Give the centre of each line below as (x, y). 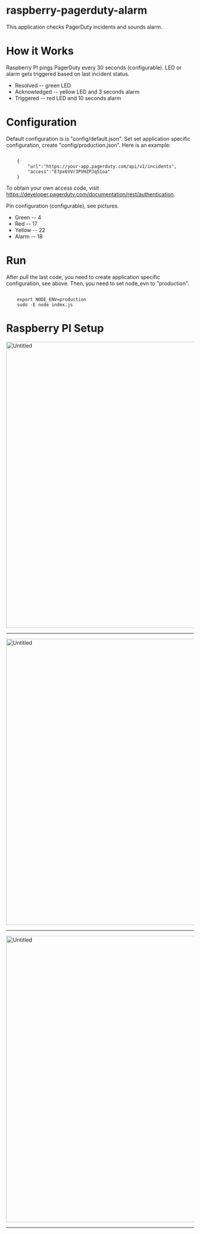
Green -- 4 (28, 217)
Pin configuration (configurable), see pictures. (62, 206)
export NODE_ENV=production (51, 299)
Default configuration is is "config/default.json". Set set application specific (98, 138)
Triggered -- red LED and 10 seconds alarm (68, 98)
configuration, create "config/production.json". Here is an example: (88, 145)
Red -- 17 (26, 224)
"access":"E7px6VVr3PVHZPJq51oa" (69, 171)
